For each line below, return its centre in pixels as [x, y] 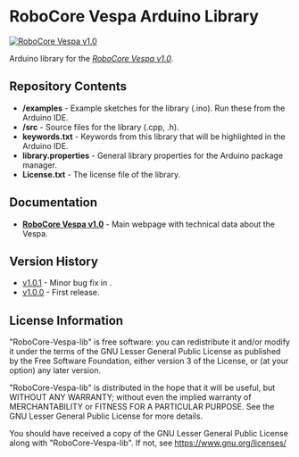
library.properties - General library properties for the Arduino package [153, 155]
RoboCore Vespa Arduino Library [134, 17]
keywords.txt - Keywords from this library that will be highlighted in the [154, 137]
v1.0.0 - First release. [61, 293]
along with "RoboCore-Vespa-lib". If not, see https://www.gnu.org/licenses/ [148, 443]
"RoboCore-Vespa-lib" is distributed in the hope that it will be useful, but [142, 388]
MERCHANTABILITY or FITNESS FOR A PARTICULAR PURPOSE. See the [142, 407]
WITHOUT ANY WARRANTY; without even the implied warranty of [130, 397]
